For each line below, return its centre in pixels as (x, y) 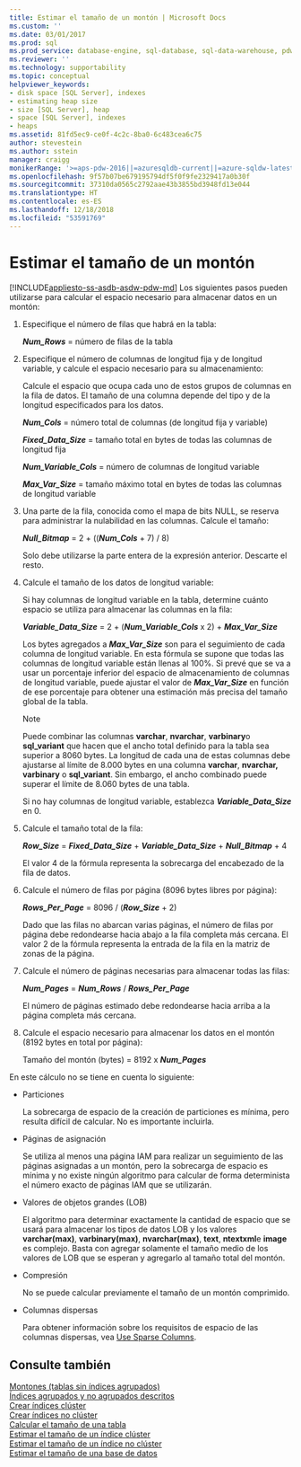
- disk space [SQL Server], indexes (77, 93)
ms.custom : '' (36, 26)
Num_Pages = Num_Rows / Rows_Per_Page (106, 988)
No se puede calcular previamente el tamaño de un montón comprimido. (156, 1292)
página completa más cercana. (79, 1015)
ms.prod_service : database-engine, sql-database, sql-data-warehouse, (144, 51)
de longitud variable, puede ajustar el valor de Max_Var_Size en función (155, 682)
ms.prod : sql (34, 43)
